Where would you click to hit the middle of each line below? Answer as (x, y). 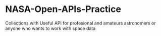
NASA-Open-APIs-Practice (63, 9)
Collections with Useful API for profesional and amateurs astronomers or (80, 23)
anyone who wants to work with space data (50, 28)
